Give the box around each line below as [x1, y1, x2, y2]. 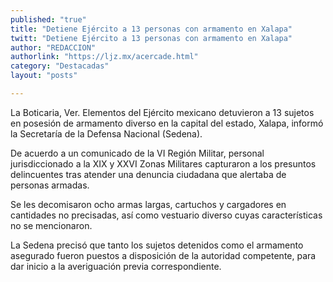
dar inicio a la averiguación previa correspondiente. [10, 260, 222, 272]
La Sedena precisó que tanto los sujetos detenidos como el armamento [10, 239, 304, 251]
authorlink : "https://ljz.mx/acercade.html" [10, 52, 199, 62]
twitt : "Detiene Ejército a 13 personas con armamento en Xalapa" [10, 33, 293, 43]
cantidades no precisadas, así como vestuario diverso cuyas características [10, 209, 323, 221]
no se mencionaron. [10, 219, 93, 231]
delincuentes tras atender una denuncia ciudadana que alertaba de [10, 168, 287, 180]
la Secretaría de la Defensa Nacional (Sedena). [10, 127, 203, 140]
